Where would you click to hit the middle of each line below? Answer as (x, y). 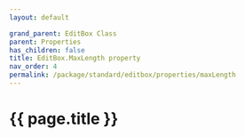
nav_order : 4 (33, 67)
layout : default (39, 17)
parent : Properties (45, 42)
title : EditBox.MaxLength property (75, 59)
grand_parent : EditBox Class (63, 33)
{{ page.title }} (64, 119)
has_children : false (47, 50)
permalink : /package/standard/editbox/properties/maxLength (123, 75)
